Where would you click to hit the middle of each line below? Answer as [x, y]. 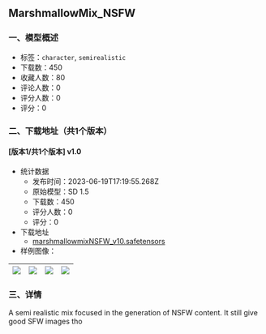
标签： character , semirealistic [73, 57]
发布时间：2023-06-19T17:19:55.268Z [96, 181]
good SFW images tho [45, 321]
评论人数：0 [40, 88]
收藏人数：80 [43, 77]
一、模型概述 [34, 38]
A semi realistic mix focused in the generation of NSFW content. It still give [133, 313]
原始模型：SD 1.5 [60, 191]
